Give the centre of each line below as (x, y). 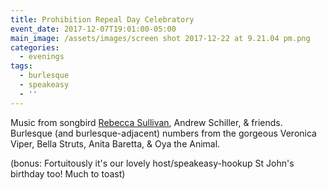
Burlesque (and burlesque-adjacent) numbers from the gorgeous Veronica (163, 133)
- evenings (42, 57)
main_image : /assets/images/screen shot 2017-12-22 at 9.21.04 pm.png (160, 38)
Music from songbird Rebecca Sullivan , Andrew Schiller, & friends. (146, 122)
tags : (21, 66)
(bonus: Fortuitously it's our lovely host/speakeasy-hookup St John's (152, 163)
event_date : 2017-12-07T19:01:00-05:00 (93, 29)
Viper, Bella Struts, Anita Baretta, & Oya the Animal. (115, 143)
